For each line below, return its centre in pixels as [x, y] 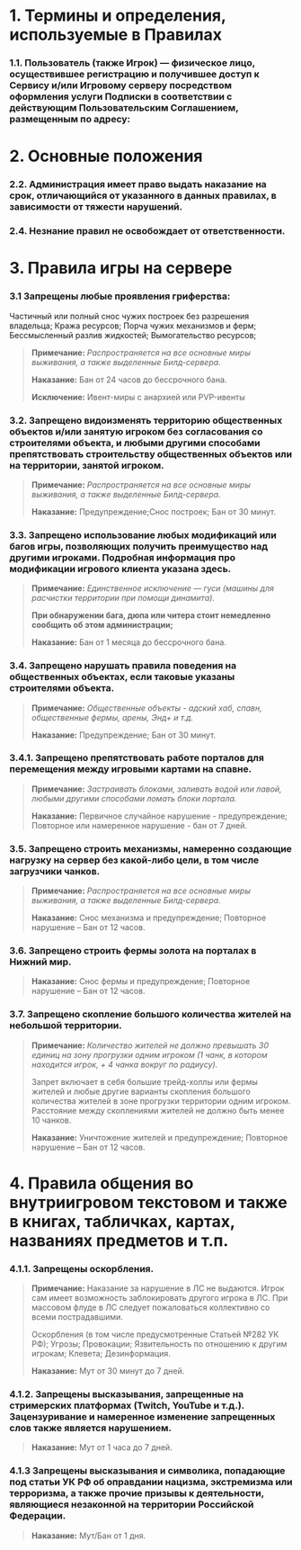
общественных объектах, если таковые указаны [122, 677]
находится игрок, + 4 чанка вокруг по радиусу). [124, 1064]
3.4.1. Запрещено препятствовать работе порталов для [137, 758]
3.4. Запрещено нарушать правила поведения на [123, 666]
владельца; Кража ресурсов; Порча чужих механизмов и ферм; [133, 326]
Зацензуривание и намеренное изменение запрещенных [142, 1417]
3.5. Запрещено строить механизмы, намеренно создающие [150, 848]
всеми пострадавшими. [77, 1317]
